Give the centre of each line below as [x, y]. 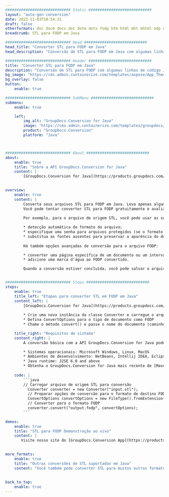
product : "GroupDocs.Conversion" [58, 131]
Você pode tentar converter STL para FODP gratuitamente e [87, 209]
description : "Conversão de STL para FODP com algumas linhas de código [83, 70]
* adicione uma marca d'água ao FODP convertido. [76, 260]
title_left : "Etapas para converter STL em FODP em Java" [76, 296]
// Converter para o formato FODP [64, 403]
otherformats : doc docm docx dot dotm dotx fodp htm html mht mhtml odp [83, 29]
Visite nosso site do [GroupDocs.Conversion [68, 441]
